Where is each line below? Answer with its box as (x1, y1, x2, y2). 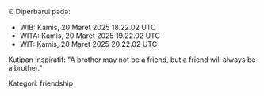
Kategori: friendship (8, 79, 74, 88)
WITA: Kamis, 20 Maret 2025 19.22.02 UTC (19, 31, 161, 40)
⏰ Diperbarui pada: (8, 7, 71, 16)
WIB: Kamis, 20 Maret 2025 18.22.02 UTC (19, 23, 156, 32)
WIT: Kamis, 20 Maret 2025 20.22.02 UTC (19, 40, 158, 48)
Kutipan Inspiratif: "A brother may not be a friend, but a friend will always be (8, 55, 256, 64)
